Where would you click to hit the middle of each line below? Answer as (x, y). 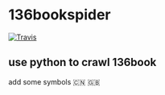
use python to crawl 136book (82, 62)
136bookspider (60, 15)
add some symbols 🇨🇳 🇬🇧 (54, 81)
